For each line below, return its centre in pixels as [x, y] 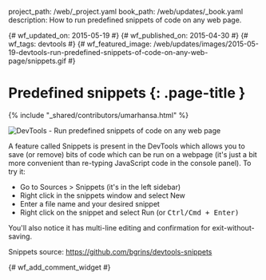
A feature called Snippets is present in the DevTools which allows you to [127, 146]
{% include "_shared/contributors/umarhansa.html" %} [99, 115]
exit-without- [233, 227]
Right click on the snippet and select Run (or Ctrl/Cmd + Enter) [129, 212]
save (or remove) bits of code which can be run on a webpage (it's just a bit [133, 154]
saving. [20, 236]
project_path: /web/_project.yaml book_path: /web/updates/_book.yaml [126, 12]
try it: [17, 172]
